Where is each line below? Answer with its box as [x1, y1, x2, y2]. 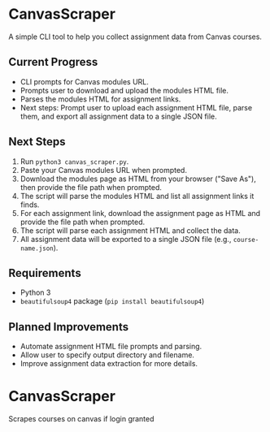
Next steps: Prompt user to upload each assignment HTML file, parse [20, 102, 253, 112]
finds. [20, 200, 40, 210]
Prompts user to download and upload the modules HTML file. [20, 85, 229, 95]
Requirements [8, 266, 81, 280]
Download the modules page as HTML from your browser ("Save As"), [20, 174, 256, 184]
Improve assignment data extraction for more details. [20, 359, 198, 369]
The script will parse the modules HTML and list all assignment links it [20, 191, 255, 201]
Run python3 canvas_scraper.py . [20, 156, 129, 166]
